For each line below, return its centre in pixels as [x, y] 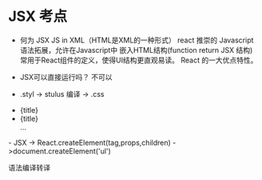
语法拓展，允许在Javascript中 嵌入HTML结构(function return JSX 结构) [136, 50]
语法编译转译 [29, 167]
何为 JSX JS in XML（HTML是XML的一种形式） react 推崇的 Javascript [137, 40]
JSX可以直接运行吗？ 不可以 [66, 77]
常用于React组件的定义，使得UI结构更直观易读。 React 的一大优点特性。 [139, 60]
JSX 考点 [38, 16]
